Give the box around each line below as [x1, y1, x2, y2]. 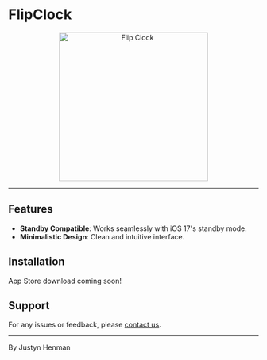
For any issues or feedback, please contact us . [8, 320, 161, 330]
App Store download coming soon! [8, 276, 122, 285]
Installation [8, 255, 65, 269]
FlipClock [8, 6, 72, 24]
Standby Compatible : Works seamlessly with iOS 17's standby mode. [19, 224, 248, 233]
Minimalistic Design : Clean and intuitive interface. [19, 232, 185, 241]
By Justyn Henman [8, 343, 71, 352]
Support [8, 299, 50, 312]
